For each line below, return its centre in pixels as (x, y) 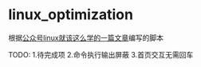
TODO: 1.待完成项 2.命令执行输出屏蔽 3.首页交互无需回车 (101, 54)
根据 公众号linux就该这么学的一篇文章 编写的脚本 (86, 37)
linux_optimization (71, 15)
